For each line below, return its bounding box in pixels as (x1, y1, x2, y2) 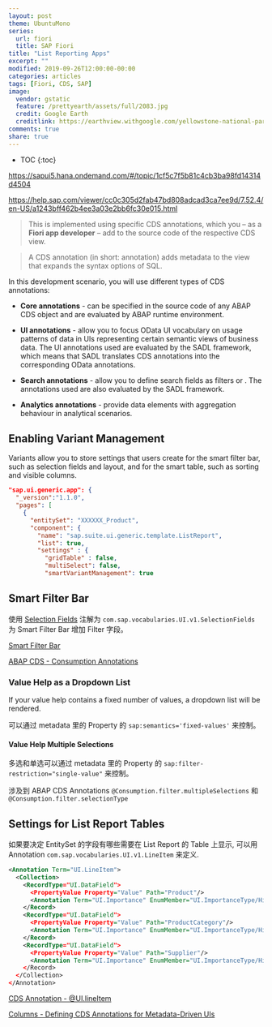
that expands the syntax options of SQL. (28, 260, 163, 270)
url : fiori (15, 34, 53, 43)
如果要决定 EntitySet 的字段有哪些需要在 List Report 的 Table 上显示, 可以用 (8, 840, 257, 849)
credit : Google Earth (15, 110, 89, 118)
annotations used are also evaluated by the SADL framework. (19, 384, 225, 393)
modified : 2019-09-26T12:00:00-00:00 (8, 65, 136, 73)
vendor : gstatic (15, 95, 70, 103)
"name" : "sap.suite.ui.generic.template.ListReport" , (37, 531, 223, 539)
